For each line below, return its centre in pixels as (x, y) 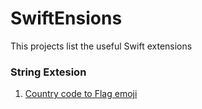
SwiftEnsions (66, 18)
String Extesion (48, 72)
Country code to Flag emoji (81, 94)
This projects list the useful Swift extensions (101, 46)
